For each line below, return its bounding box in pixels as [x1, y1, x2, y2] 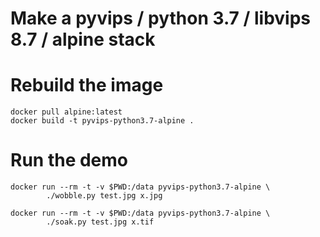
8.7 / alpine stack [10, 28, 156, 51]
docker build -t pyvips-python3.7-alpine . [10, 116, 195, 126]
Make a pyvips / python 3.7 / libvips [10, 7, 312, 30]
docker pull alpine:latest [10, 107, 123, 117]
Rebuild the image [10, 74, 164, 97]
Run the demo [10, 149, 129, 172]
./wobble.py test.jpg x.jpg [46, 191, 163, 201]
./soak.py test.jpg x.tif [46, 217, 155, 227]
